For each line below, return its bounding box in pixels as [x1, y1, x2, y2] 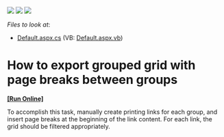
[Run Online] [7, 94, 44, 102]
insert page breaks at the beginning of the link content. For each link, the [7, 115, 212, 123]
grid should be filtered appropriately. [7, 122, 111, 130]
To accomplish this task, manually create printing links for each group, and [7, 108, 218, 116]
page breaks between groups [7, 72, 178, 88]
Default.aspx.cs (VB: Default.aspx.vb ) [16, 34, 123, 42]
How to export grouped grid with [7, 58, 196, 73]
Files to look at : [7, 20, 51, 29]
